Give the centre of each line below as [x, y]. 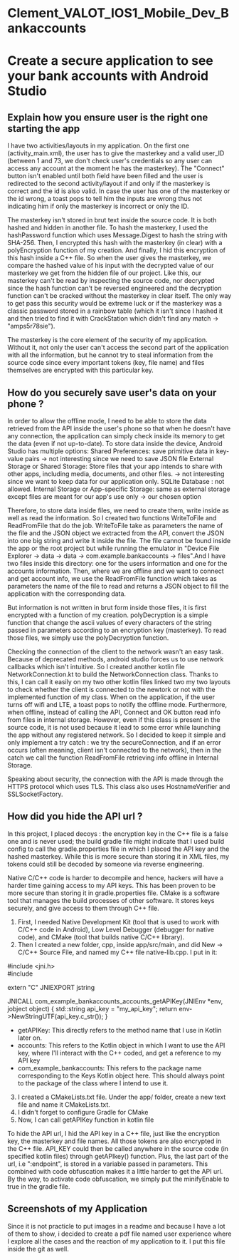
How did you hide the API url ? [75, 816]
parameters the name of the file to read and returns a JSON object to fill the [118, 586]
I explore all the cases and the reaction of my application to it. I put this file [116, 1241]
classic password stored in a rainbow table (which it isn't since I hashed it [115, 311]
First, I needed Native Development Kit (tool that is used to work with [118, 921]
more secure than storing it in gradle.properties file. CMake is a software [114, 893]
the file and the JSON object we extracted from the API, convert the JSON [116, 533]
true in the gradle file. [39, 1186]
